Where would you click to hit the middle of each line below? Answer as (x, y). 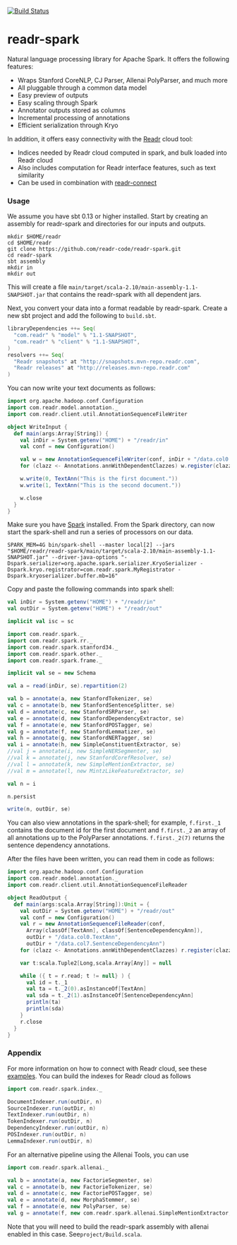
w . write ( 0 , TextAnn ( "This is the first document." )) (99, 479)
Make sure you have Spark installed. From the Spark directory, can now (111, 525)
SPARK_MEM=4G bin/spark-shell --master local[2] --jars (91, 545)
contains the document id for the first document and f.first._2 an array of (116, 830)
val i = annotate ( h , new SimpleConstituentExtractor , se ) (94, 745)
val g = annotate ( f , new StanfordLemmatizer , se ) (82, 731)
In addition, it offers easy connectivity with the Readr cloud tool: (100, 138)
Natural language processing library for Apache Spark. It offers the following (119, 59)
